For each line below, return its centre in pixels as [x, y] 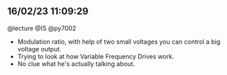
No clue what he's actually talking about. [76, 64]
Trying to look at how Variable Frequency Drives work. [96, 56]
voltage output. [39, 49]
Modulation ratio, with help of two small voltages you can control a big [119, 42]
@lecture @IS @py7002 [42, 28]
